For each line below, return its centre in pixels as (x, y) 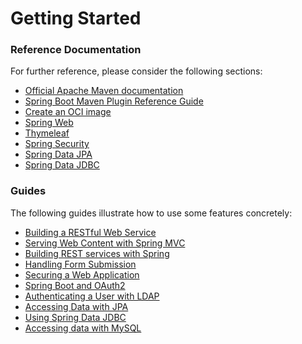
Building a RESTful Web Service (90, 232)
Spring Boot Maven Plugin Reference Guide (114, 101)
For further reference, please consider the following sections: (136, 71)
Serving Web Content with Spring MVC (105, 243)
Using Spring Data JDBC (75, 317)
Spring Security (57, 144)
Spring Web (49, 123)
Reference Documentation (76, 50)
